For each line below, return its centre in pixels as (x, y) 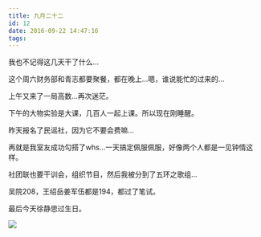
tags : (17, 38)
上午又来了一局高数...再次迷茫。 (61, 96)
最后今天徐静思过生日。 (47, 209)
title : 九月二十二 (36, 16)
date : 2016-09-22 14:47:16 (53, 31)
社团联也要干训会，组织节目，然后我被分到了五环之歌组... (103, 174)
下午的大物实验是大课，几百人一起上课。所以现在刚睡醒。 (103, 113)
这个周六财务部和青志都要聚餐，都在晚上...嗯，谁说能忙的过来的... (116, 79)
